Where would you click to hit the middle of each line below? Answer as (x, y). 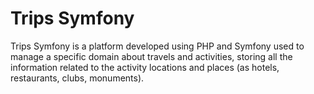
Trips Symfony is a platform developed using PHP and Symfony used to (157, 46)
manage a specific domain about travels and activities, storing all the (151, 56)
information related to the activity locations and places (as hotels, (145, 67)
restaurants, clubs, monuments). (77, 78)
